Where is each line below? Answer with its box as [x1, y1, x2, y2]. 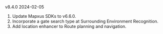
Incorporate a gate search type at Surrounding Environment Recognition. [12, 19, 159, 24]
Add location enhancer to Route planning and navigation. [12, 23, 127, 29]
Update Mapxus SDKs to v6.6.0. [12, 13, 77, 19]
